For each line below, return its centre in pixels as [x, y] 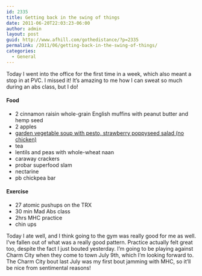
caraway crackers [37, 158]
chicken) [26, 139]
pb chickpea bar [35, 178]
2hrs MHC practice [39, 218]
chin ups [26, 224]
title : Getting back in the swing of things [63, 17]
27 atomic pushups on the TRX [53, 205]
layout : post [23, 34]
